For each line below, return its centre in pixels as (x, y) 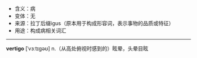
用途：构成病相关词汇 (40, 30)
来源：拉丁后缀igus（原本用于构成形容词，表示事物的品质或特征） (94, 23)
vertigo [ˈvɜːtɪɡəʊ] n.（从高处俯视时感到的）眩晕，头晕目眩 (77, 48)
